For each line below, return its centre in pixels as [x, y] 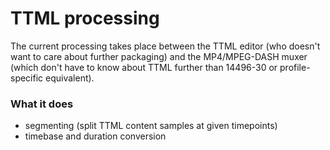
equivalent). [70, 78]
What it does [42, 104]
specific [27, 78]
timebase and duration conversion [95, 136]
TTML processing [85, 18]
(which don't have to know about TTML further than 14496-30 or [144, 67]
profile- [295, 67]
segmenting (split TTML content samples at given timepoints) [151, 126]
